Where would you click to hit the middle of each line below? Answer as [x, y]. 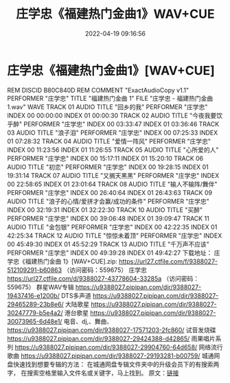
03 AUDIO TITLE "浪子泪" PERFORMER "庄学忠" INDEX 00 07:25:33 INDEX [113, 132]
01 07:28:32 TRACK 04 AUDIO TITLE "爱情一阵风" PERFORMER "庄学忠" [109, 141]
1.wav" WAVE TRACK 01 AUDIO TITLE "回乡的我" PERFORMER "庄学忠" [107, 106]
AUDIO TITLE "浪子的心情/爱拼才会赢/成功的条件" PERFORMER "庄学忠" [108, 201]
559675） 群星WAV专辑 [41, 287]
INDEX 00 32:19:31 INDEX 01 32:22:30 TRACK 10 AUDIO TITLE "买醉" [105, 209]
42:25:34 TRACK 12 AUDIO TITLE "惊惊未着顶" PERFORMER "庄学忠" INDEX [115, 235]
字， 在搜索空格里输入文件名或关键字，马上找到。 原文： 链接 [93, 373]
